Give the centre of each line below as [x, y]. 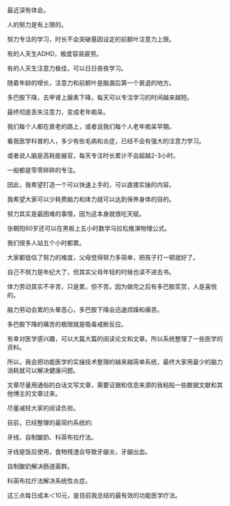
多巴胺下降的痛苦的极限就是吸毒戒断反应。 [67, 324]
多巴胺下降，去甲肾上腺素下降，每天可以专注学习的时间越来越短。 [100, 97]
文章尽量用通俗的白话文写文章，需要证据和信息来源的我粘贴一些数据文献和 [112, 385]
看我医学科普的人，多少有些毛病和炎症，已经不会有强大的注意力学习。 [106, 141]
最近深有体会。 [28, 10]
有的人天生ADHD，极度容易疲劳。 [55, 54]
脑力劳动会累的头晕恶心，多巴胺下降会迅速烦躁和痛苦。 [85, 309]
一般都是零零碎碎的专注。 [43, 170]
